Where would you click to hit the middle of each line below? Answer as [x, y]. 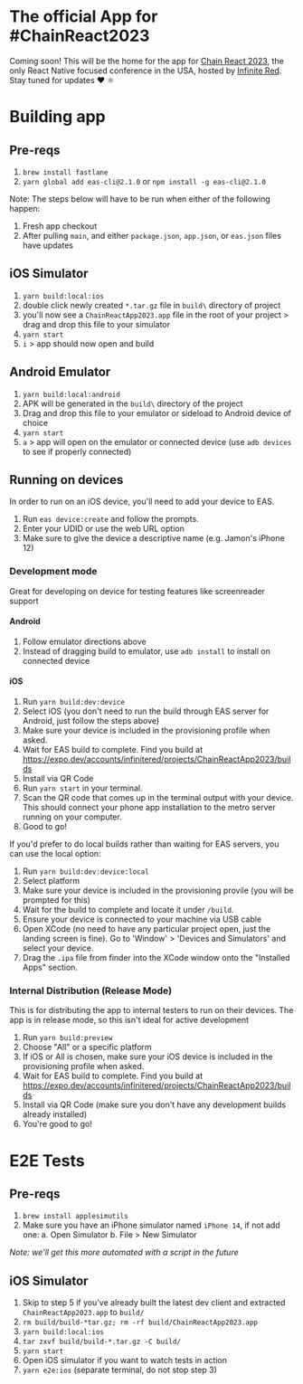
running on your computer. [72, 817]
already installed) [55, 1114]
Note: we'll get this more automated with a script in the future [124, 1252]
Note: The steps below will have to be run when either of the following [140, 199]
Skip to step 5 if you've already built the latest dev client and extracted [154, 1303]
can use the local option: [55, 854]
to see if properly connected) [77, 451]
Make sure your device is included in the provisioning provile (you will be [158, 891]
